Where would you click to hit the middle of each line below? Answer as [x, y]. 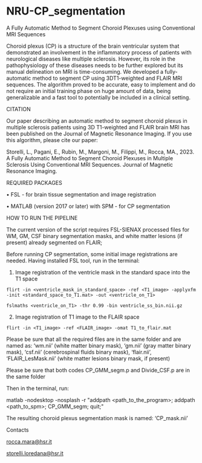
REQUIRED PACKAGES [34, 183]
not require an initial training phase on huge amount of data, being [89, 91]
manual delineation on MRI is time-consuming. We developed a [85, 71]
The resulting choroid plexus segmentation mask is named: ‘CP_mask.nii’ [97, 418]
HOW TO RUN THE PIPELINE [42, 218]
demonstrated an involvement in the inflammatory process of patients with [99, 52]
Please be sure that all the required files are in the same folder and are [94, 339]
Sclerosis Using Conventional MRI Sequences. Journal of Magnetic [90, 164]
